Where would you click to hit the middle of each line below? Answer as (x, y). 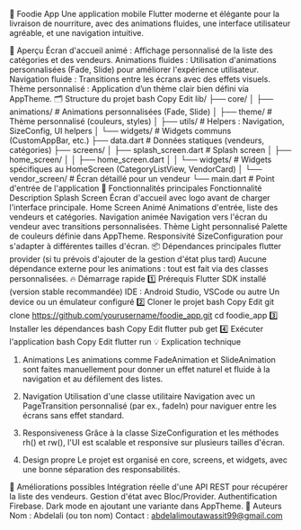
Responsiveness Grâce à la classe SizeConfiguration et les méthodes (150, 433)
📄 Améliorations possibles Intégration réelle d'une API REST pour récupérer (149, 487)
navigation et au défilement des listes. (93, 379)
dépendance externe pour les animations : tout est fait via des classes (139, 269)
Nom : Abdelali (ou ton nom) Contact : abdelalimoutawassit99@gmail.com (146, 516)
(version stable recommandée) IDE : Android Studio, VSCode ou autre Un (145, 292)
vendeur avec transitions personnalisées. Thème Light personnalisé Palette (148, 226)
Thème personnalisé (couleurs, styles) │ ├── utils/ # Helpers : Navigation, (147, 121)
